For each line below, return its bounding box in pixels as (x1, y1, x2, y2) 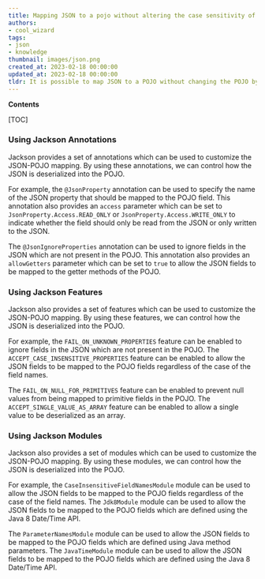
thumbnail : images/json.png (8, 56, 101, 64)
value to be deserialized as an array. (8, 411, 126, 420)
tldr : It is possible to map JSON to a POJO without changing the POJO (8, 77, 248, 85)
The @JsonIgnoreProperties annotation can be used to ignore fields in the (8, 242, 247, 251)
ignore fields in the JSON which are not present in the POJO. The (8, 345, 219, 355)
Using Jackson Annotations (8, 134, 117, 145)
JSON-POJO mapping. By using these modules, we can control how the (8, 457, 242, 466)
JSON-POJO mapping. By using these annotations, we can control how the (8, 160, 252, 170)
